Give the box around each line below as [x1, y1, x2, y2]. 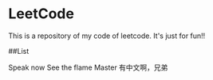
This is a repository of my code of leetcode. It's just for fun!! [8, 31, 206, 40]
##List [8, 46, 30, 55]
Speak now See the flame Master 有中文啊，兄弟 [8, 63, 168, 72]
